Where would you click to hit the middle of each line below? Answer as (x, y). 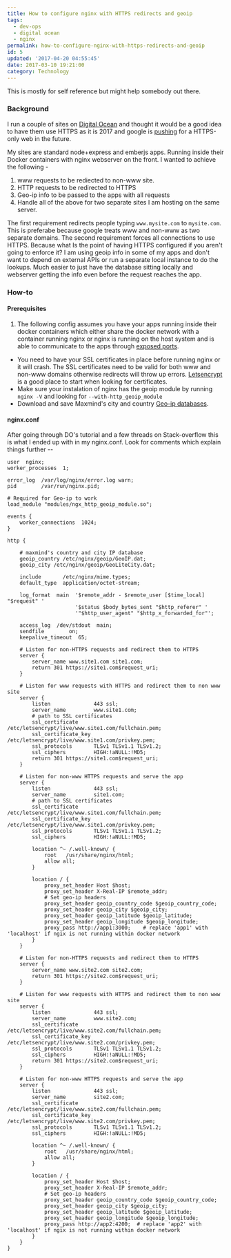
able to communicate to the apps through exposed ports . (98, 346)
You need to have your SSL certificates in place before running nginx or (119, 359)
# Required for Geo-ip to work (52, 498)
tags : (15, 20)
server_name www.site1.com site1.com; (88, 662)
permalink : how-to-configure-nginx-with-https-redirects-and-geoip (106, 46)
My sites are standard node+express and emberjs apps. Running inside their (115, 152)
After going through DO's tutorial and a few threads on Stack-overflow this (113, 435)
